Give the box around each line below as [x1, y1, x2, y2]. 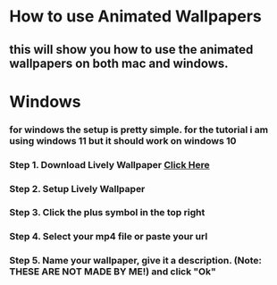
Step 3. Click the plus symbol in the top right [9, 206, 206, 219]
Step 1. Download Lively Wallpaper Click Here [9, 158, 210, 171]
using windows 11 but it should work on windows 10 [9, 134, 237, 147]
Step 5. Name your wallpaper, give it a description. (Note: [9, 255, 262, 267]
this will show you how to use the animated [9, 42, 254, 57]
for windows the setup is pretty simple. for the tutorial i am [9, 123, 269, 136]
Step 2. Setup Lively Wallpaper [9, 182, 146, 195]
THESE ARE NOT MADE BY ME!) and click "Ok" [9, 265, 216, 278]
